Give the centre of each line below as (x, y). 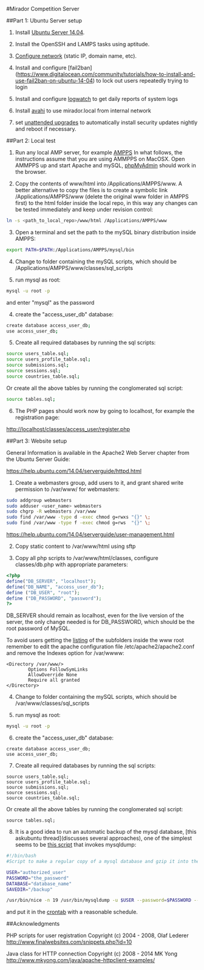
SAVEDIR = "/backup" (29, 889)
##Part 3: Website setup (37, 441)
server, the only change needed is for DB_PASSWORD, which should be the (100, 622)
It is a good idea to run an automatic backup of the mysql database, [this (106, 832)
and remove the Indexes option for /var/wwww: (65, 653)
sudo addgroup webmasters (39, 500)
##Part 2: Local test (31, 140)
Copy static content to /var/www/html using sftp (75, 546)
